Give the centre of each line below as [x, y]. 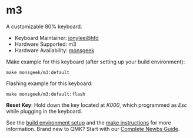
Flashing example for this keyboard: [49, 83]
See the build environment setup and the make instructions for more [89, 122]
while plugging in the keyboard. [44, 111]
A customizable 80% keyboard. [44, 26]
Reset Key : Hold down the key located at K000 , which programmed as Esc [96, 105]
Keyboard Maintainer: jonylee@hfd [56, 38]
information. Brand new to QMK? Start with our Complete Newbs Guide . [93, 129]
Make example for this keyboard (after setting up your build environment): [96, 62]
